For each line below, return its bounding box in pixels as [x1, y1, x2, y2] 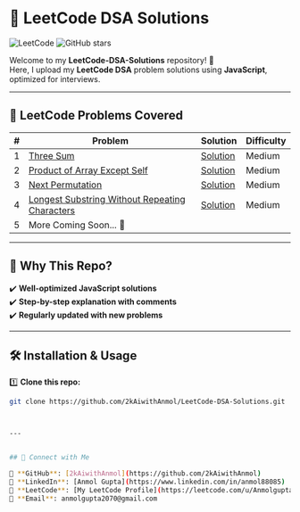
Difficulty [245, 134, 287, 146]
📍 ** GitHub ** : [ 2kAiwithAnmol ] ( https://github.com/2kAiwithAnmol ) [9, 469, 262, 478]
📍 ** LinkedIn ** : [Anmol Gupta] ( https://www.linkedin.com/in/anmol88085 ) [9, 477, 286, 486]
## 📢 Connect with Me [9, 453, 90, 462]
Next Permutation [28, 178, 103, 191]
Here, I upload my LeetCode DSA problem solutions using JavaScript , [9, 64, 268, 75]
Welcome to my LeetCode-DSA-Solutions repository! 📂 [9, 54, 214, 65]
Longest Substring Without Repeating [28, 193, 186, 205]
